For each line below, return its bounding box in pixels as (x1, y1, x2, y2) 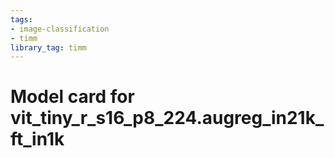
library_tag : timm (10, 42, 87, 53)
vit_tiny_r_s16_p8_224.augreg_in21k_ (10, 107, 325, 130)
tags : (10, 14, 33, 25)
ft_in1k (10, 128, 65, 151)
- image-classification (10, 24, 110, 34)
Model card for (10, 86, 135, 108)
